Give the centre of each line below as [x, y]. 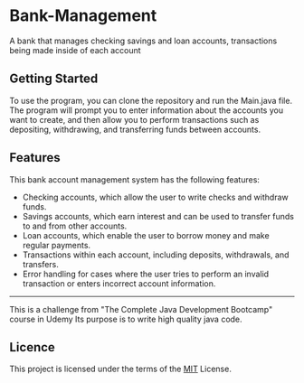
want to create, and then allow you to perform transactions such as [134, 119]
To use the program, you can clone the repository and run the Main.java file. [151, 100]
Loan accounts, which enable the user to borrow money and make [146, 235]
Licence [33, 347]
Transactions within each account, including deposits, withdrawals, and [156, 255]
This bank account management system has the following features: [135, 179]
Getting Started [54, 79]
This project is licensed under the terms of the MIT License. [121, 369]
